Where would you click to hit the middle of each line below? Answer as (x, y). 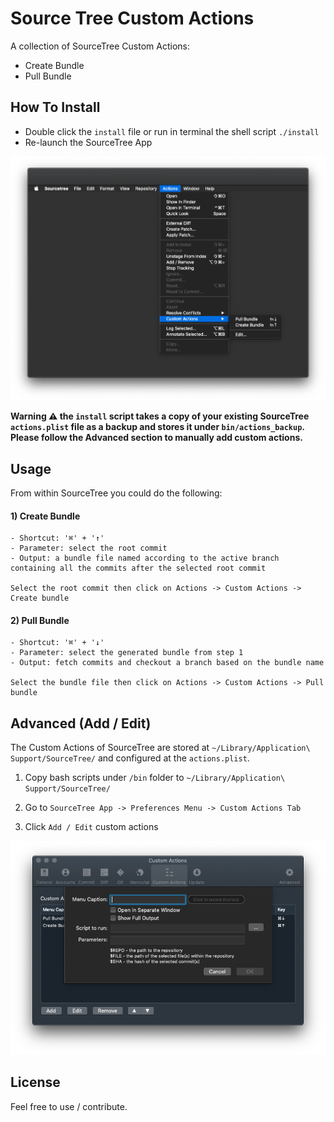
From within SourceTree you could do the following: (116, 493)
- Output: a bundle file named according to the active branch (145, 558)
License (35, 1082)
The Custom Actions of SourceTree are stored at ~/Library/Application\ (160, 748)
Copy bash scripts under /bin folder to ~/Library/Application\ (155, 778)
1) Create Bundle (45, 516)
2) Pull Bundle (40, 620)
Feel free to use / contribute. (69, 1106)
